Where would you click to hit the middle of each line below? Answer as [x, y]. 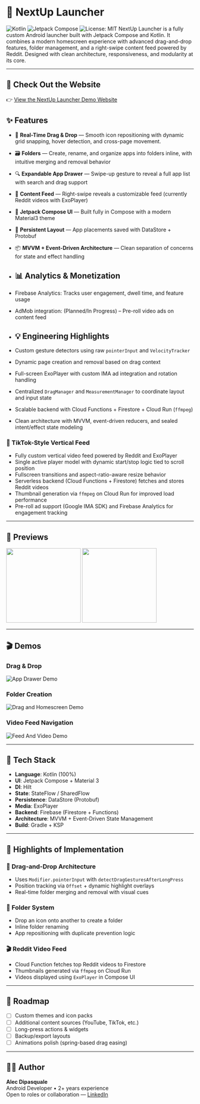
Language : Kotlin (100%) [45, 774]
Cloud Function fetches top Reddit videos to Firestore [80, 964]
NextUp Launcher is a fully [151, 29]
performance [31, 500]
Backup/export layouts [42, 1036]
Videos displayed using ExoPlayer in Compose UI [75, 977]
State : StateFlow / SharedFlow [52, 793]
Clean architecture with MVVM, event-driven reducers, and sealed [96, 421]
